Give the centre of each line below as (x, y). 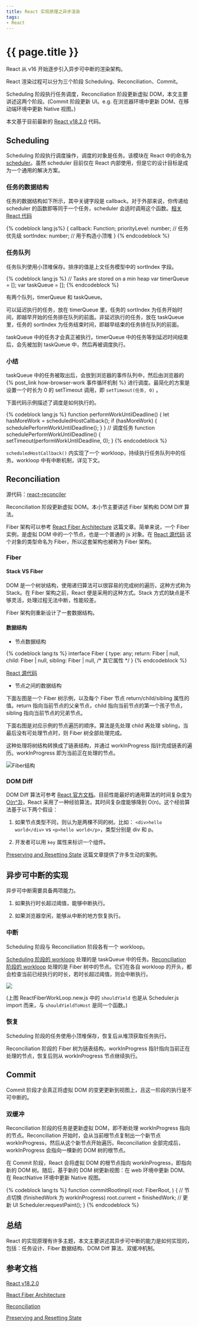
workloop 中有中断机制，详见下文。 (60, 460)
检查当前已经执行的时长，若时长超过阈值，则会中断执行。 (81, 974)
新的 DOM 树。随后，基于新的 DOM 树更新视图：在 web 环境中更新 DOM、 (97, 1170)
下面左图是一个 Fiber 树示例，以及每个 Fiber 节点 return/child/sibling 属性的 (98, 698)
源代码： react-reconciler (36, 494)
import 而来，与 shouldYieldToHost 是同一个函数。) (67, 1005)
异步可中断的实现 (37, 875)
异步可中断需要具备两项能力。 (42, 891)
